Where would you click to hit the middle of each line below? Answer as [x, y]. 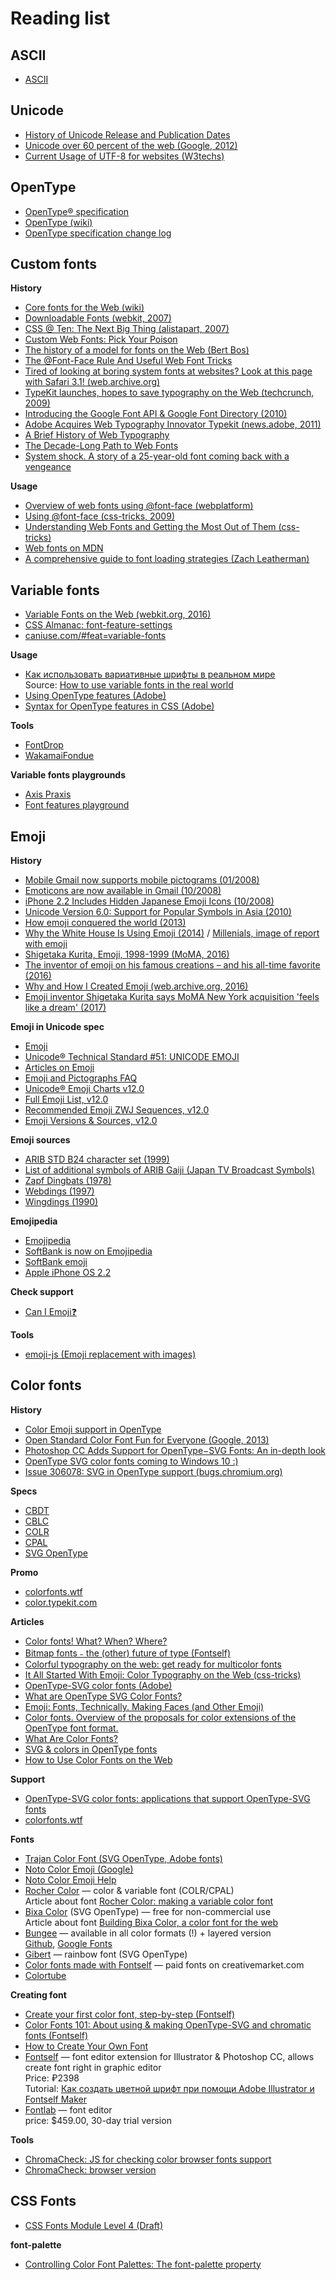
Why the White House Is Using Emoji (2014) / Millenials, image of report [172, 933]
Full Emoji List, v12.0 [66, 1099]
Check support [42, 1292]
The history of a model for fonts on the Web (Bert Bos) [137, 350]
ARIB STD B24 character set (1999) [97, 1159]
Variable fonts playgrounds [68, 775]
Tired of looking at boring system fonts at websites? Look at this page [168, 371]
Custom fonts [54, 264]
